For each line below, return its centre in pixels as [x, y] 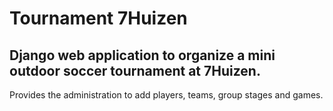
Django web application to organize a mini [142, 55]
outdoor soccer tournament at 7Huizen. [135, 70]
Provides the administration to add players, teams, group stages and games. [166, 95]
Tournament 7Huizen [98, 18]
